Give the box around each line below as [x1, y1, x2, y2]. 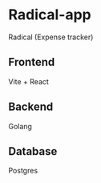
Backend [8, 100, 54, 114]
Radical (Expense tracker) [8, 32, 94, 42]
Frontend [8, 55, 55, 69]
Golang [8, 121, 32, 131]
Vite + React [8, 76, 50, 86]
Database [8, 144, 58, 158]
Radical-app [8, 6, 91, 24]
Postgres [8, 166, 38, 176]
